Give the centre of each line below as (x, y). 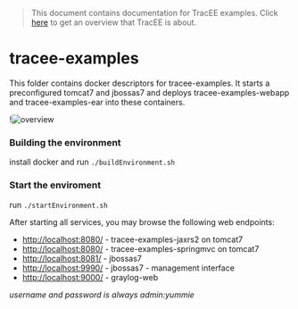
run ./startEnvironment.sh (59, 205)
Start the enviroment (55, 185)
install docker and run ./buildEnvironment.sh (92, 162)
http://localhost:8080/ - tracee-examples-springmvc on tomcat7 (141, 248)
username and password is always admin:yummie (102, 295)
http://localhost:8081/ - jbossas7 (82, 258)
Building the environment (66, 142)
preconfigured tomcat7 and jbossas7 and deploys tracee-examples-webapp (149, 92)
